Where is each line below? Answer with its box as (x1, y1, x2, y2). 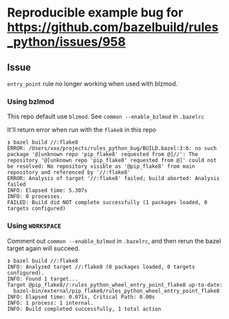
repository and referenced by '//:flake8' (7, 169, 131, 176)
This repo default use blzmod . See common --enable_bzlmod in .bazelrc (7, 112, 205, 121)
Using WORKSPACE (7, 221, 62, 231)
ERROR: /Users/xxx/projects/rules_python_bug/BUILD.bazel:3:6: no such (7, 145, 217, 152)
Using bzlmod (7, 96, 55, 106)
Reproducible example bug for (7, 5, 184, 21)
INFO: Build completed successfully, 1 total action (7, 305, 162, 312)
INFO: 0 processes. (7, 193, 63, 200)
